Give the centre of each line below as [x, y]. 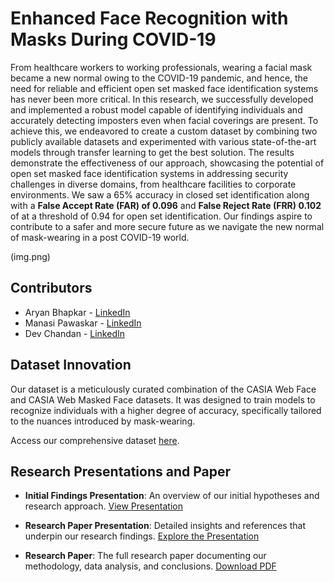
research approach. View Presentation [103, 506]
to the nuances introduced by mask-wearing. [103, 421]
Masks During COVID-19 [113, 39]
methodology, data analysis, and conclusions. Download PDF [150, 566]
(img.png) [30, 256]
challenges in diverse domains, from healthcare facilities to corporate [153, 184]
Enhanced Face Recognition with [149, 18]
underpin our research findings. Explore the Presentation [142, 536]
